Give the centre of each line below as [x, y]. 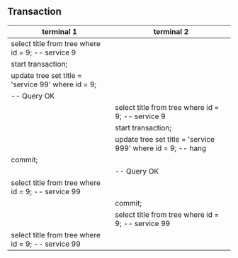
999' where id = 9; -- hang [161, 148]
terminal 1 [60, 31]
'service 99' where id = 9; [54, 84]
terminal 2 [171, 31]
